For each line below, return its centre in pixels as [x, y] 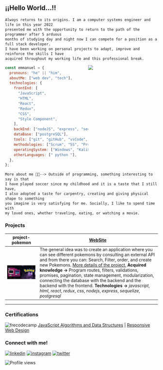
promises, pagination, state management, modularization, [97, 275]
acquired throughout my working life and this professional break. [75, 59]
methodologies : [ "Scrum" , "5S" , [46, 144]
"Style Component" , [37, 119]
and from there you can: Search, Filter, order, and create [96, 260]
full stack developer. [28, 44]
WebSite [98, 240]
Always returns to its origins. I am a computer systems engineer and [78, 20]
